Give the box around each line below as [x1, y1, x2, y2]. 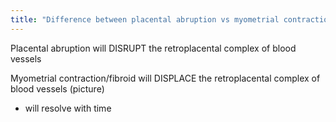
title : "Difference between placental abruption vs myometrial [10, 14, 280, 25]
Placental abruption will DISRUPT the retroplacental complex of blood [10, 42, 297, 54]
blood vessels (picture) [10, 82, 105, 95]
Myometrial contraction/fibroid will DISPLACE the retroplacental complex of [10, 72, 321, 84]
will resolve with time [24, 102, 112, 114]
